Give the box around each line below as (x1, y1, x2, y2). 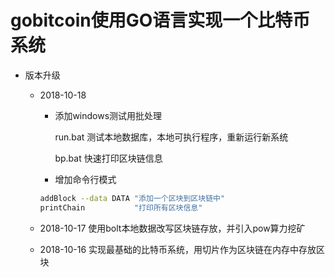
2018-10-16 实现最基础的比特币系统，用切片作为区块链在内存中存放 (39, 243, 317, 255)
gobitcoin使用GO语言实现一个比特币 (10, 9, 311, 32)
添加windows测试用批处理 (54, 109, 163, 121)
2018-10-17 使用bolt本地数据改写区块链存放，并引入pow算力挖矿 (39, 222, 306, 234)
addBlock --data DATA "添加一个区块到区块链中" (39, 193, 226, 203)
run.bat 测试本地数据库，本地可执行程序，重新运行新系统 (54, 131, 289, 143)
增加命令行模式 (54, 173, 117, 185)
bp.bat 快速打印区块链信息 (54, 152, 163, 164)
